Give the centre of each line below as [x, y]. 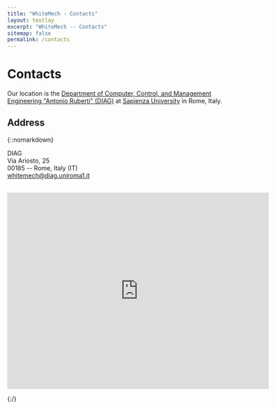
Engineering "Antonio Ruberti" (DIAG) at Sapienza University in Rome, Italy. [115, 101]
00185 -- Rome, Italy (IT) [43, 168]
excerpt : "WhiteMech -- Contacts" [58, 27]
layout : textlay [31, 20]
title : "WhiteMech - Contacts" [53, 14]
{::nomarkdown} [31, 140]
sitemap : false [29, 33]
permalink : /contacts [39, 40]
